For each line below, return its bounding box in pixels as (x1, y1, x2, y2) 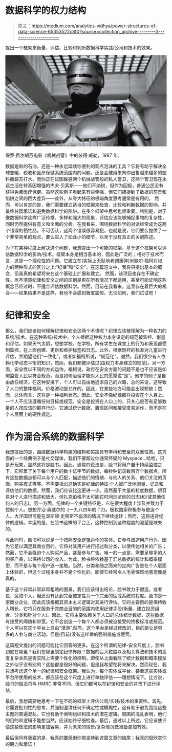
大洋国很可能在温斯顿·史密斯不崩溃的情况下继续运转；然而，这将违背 (14, 513, 160, 519)
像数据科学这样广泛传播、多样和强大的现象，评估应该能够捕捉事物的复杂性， (5, 214, 167, 221)
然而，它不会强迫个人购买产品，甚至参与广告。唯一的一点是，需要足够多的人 (5, 549, 167, 556)
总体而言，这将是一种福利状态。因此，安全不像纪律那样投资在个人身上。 (14, 392, 167, 398)
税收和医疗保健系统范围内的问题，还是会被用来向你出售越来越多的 (23, 169, 162, 175)
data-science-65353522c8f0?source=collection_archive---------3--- (17, 28, 165, 34)
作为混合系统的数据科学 (5, 431, 104, 443)
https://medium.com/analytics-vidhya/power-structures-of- (31, 23, 158, 29)
